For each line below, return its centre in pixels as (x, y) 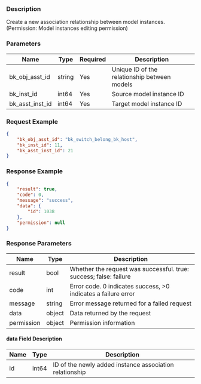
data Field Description (34, 339)
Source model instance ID (148, 94)
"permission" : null (41, 223)
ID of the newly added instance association (113, 364)
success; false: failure (100, 277)
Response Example (35, 171)
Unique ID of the (135, 69)
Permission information (102, 322)
